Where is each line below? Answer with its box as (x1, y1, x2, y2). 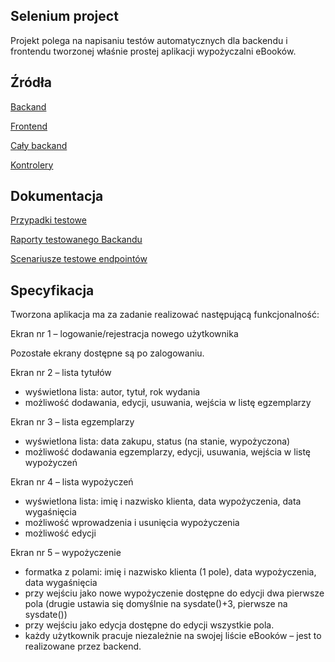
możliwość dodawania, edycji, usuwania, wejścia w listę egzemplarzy (24, 397, 312, 409)
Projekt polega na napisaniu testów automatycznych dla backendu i (10, 34, 288, 46)
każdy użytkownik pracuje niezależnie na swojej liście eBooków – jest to (24, 630, 322, 642)
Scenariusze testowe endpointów (10, 253, 148, 265)
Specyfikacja (10, 282, 95, 299)
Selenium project (10, 8, 119, 25)
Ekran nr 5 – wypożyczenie (10, 547, 122, 559)
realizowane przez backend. (24, 640, 142, 653)
